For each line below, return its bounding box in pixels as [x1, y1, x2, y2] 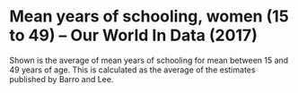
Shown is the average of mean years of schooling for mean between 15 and [9, 55, 289, 65]
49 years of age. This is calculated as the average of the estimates [9, 64, 256, 75]
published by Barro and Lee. [9, 73, 114, 84]
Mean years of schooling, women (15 [9, 6, 289, 27]
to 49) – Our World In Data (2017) [9, 25, 258, 46]
